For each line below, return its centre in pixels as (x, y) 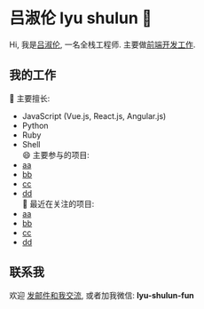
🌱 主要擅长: (30, 98)
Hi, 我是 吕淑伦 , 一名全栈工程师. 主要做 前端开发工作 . (102, 44)
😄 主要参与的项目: (56, 154)
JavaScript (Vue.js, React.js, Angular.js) (94, 115)
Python (35, 125)
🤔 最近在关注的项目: (58, 203)
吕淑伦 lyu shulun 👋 (81, 18)
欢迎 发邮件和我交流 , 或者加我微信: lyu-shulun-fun (102, 295)
